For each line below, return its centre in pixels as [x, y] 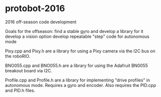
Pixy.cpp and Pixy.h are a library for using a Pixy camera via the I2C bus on [80, 51]
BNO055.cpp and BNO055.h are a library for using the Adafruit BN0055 [77, 65]
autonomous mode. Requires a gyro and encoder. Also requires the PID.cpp [81, 85]
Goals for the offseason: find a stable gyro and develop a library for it [74, 31]
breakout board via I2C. [29, 70]
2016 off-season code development [41, 22]
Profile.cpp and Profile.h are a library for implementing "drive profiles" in [78, 80]
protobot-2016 [35, 8]
